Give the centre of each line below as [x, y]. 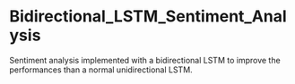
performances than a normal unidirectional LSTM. [101, 70]
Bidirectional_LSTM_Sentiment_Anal [148, 17]
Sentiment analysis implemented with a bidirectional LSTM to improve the [145, 60]
